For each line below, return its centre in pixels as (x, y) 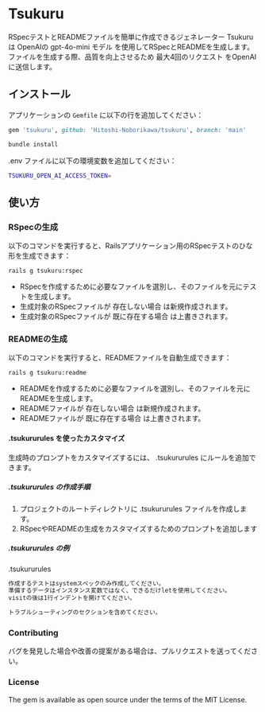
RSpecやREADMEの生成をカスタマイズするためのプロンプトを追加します (138, 528)
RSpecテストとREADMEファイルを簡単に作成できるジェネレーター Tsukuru (131, 37)
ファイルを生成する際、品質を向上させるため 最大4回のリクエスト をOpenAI (132, 56)
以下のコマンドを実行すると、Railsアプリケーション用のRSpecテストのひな (131, 246)
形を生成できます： (40, 256)
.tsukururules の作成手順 (50, 487)
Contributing (33, 632)
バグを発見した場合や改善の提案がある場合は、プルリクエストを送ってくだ (130, 651)
